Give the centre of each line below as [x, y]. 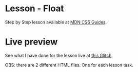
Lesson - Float [35, 9]
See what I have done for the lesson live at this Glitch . [59, 55]
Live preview [31, 42]
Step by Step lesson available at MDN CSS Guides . [56, 22]
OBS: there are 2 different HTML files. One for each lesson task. [69, 65]
